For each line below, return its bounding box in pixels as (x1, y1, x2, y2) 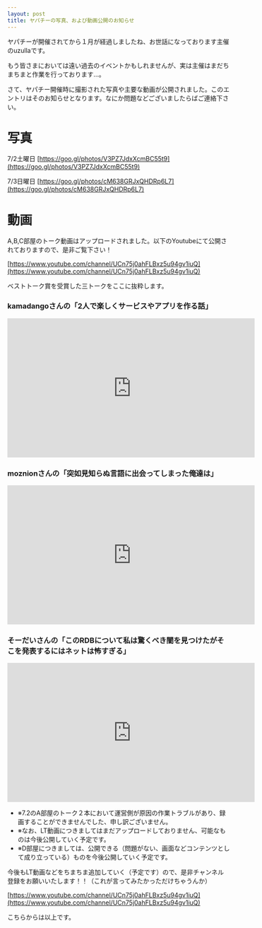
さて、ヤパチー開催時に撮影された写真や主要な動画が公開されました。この (7, 85, 224, 93)
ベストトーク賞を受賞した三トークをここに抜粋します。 (7, 282, 168, 290)
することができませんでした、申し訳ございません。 (23, 818, 172, 826)
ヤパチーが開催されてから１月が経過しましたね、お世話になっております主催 (7, 37, 230, 46)
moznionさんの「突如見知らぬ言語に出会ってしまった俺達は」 (7, 468, 218, 478)
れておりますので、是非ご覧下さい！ (7, 245, 112, 254)
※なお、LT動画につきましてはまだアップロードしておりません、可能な (17, 826, 220, 835)
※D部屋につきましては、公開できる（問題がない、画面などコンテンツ (17, 844, 218, 852)
